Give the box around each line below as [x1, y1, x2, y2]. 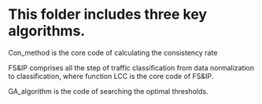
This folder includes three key [8, 5, 207, 23]
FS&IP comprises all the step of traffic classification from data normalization [8, 63, 254, 72]
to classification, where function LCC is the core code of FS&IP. [8, 71, 214, 81]
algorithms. [8, 22, 86, 40]
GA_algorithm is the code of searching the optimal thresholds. [8, 86, 208, 95]
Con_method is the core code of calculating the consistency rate [8, 48, 218, 57]
